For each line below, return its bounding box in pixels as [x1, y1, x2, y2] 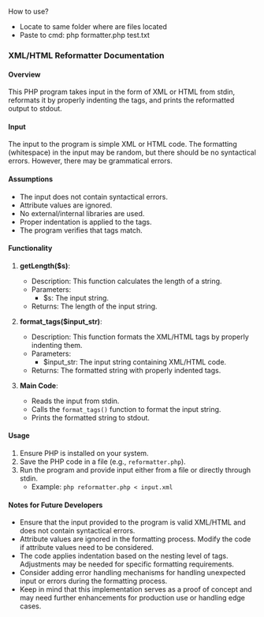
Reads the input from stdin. [31, 396, 120, 406]
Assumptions [8, 174, 54, 184]
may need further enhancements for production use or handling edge [19, 593, 246, 603]
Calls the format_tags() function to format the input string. [31, 404, 221, 413]
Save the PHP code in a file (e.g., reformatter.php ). [19, 457, 187, 466]
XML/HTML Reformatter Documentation [8, 50, 165, 61]
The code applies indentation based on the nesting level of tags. [19, 552, 229, 561]
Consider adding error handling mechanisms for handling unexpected [19, 568, 246, 578]
